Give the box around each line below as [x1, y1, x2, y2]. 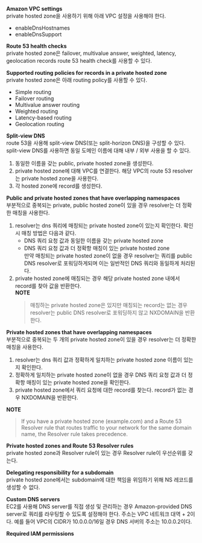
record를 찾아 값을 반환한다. [14, 282, 81, 289]
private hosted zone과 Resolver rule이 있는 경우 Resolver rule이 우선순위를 [6, 449, 187, 456]
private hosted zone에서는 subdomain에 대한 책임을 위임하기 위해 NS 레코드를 [6, 476, 194, 483]
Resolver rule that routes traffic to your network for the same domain [21, 424, 192, 431]
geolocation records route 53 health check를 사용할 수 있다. [6, 57, 153, 64]
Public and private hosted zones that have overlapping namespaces [6, 194, 180, 202]
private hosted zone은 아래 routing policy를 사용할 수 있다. [6, 77, 148, 83]
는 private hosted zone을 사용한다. [14, 175, 99, 182]
